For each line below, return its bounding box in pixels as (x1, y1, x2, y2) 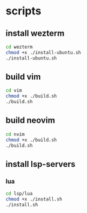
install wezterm (5, 28, 65, 38)
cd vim (5, 88, 22, 94)
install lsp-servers (5, 159, 76, 169)
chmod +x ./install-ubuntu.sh (5, 49, 82, 55)
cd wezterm (5, 44, 33, 50)
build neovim (5, 115, 55, 125)
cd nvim (5, 131, 25, 137)
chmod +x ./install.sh (5, 196, 62, 202)
